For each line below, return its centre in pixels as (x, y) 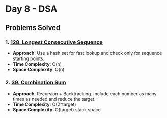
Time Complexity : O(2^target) (44, 104)
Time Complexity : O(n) (37, 64)
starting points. (29, 58)
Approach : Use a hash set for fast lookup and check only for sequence (87, 53)
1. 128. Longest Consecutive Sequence (54, 42)
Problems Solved (33, 28)
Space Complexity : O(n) (38, 69)
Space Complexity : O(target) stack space (57, 110)
